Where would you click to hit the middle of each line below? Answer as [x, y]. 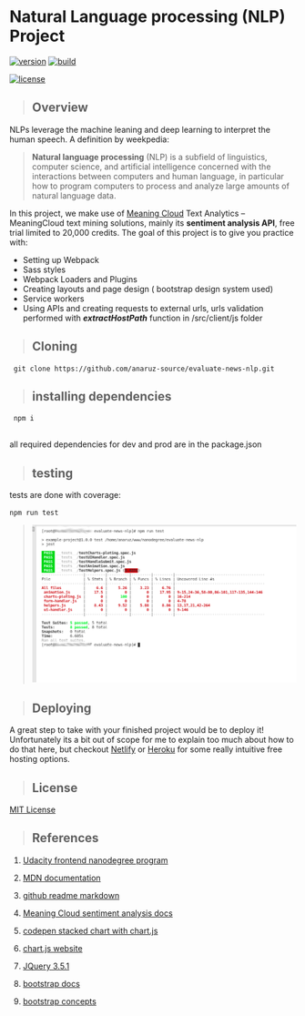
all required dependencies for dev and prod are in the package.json [136, 444]
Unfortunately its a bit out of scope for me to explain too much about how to [152, 740]
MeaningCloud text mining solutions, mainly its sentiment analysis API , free [152, 223]
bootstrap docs [51, 983]
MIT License [33, 810]
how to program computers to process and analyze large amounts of [160, 186]
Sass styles [44, 269]
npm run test [34, 513]
